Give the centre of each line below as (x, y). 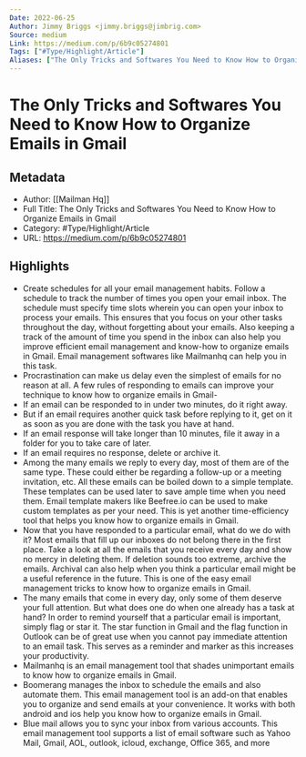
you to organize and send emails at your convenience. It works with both (159, 704)
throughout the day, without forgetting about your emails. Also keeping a (158, 327)
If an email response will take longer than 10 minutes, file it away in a (151, 433)
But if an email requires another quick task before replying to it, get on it (158, 414)
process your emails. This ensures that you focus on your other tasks (153, 317)
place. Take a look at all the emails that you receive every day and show (157, 549)
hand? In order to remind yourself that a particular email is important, (152, 617)
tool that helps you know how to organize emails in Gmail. (131, 520)
